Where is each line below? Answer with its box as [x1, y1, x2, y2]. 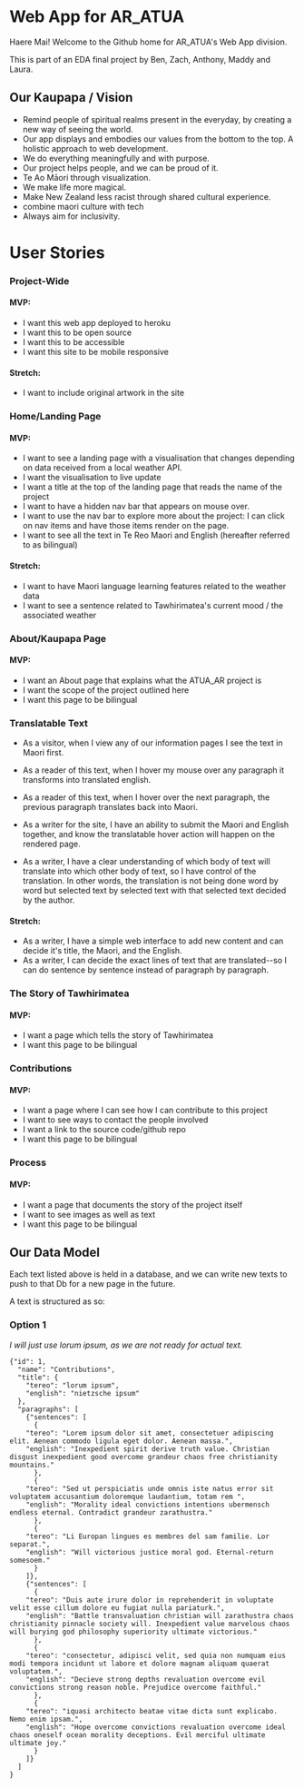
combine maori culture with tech [22, 201, 144, 212]
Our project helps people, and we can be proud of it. [22, 162, 220, 173]
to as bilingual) [22, 539, 78, 550]
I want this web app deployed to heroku [22, 318, 171, 329]
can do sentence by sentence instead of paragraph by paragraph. [22, 964, 270, 975]
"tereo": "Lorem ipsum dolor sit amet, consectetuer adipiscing [25, 1428, 274, 1437]
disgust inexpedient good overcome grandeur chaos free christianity [9, 1452, 279, 1461]
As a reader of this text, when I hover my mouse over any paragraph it [22, 765, 285, 775]
